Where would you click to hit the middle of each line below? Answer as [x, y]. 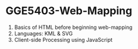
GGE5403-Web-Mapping [69, 11]
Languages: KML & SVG [43, 33]
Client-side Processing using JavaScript [63, 40]
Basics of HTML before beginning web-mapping [73, 27]
